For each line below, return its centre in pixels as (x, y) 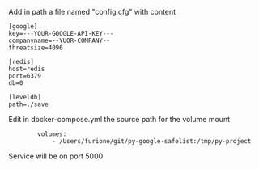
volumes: (52, 134)
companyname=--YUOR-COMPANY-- (59, 40)
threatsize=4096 (36, 48)
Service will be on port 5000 (56, 156)
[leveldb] (25, 97)
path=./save (28, 104)
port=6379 (25, 76)
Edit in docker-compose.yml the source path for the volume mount (119, 119)
